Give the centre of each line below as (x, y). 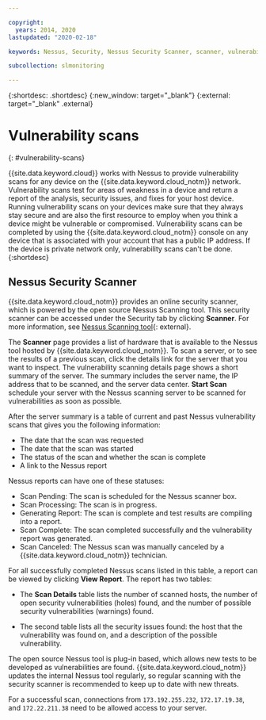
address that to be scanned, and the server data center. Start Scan (118, 384)
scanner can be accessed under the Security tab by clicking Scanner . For (129, 318)
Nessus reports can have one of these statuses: (86, 481)
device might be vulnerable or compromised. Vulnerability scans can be (125, 224)
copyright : (26, 22)
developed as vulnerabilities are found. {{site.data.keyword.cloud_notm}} (127, 667)
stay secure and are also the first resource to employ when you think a (123, 216)
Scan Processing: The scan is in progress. (88, 504)
